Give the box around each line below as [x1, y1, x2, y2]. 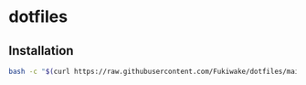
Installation [8, 43, 74, 58]
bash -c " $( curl [8, 67, 70, 76]
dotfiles [8, 6, 69, 27]
